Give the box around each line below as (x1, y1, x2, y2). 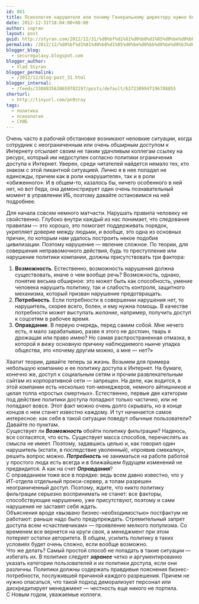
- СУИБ (11, 119, 28, 125)
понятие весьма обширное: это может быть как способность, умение (14, 278, 193, 285)
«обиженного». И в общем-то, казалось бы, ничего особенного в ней (6, 179, 182, 187)
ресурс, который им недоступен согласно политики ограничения (6, 154, 173, 161)
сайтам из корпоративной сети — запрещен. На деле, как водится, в (6, 377, 181, 384)
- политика (11, 108, 38, 114)
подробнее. (6, 198, 36, 205)
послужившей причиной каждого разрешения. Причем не (41, 572, 190, 579)
